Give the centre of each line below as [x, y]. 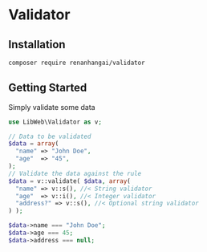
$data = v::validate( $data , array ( [69, 181]
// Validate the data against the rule [75, 173]
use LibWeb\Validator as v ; [55, 122]
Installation [37, 45]
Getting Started [48, 88]
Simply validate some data [52, 107]
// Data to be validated [50, 136]
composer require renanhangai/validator [77, 63]
